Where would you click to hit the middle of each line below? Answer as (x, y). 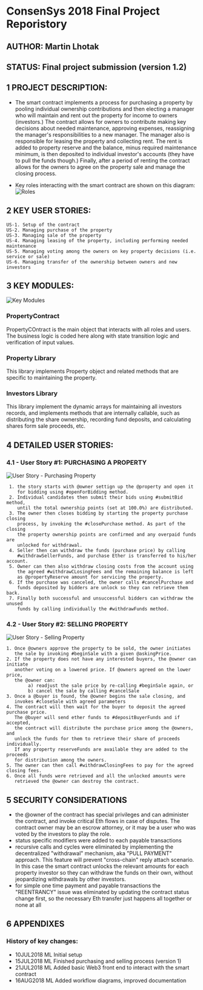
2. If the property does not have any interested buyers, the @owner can (101, 659)
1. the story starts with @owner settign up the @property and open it (101, 486)
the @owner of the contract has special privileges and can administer (102, 814)
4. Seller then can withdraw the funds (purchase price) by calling (97, 550)
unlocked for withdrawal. (50, 545)
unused (15, 603)
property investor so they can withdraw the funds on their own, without (104, 873)
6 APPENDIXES (35, 924)
